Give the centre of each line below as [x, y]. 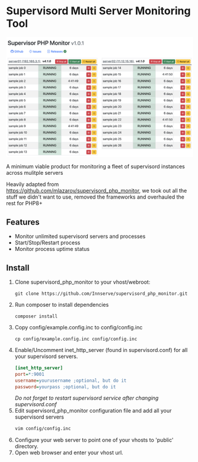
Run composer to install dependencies [62, 304]
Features [23, 222]
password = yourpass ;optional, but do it [65, 387]
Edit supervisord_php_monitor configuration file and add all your [93, 411]
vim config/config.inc [43, 429]
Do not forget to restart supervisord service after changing [87, 398]
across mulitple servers [35, 173]
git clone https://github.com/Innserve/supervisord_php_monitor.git [101, 293]
